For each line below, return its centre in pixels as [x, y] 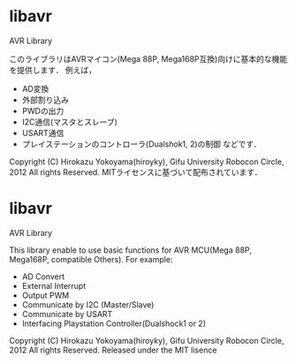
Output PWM [46, 295]
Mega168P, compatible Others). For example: [91, 259]
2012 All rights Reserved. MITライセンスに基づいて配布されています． [136, 172]
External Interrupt [54, 285]
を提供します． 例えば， [53, 70]
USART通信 [43, 133]
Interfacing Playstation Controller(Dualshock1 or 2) [114, 323]
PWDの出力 [43, 110]
